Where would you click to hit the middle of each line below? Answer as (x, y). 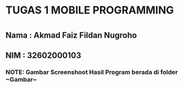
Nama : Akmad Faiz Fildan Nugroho (71, 35)
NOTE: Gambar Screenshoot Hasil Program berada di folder (92, 72)
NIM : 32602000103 (44, 55)
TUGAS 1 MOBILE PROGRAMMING (90, 10)
